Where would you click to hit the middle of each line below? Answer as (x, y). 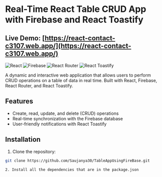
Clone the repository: (34, 151)
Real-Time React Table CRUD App (76, 9)
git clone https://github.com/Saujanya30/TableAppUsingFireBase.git (78, 161)
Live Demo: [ (25, 38)
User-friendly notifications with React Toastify (59, 124)
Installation (23, 139)
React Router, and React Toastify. (39, 86)
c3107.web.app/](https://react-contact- (68, 46)
